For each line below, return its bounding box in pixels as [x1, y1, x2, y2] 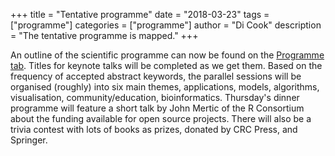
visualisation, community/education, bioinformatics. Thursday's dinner [10, 92, 300, 103]
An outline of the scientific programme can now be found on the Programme [10, 49, 325, 61]
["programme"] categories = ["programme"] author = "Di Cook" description [10, 19, 322, 31]
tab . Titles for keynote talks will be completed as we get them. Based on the [10, 60, 323, 71]
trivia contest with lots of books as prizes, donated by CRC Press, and [10, 124, 298, 135]
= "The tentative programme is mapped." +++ [10, 30, 199, 41]
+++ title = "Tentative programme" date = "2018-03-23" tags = [10, 9, 270, 20]
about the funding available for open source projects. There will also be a [10, 113, 312, 124]
